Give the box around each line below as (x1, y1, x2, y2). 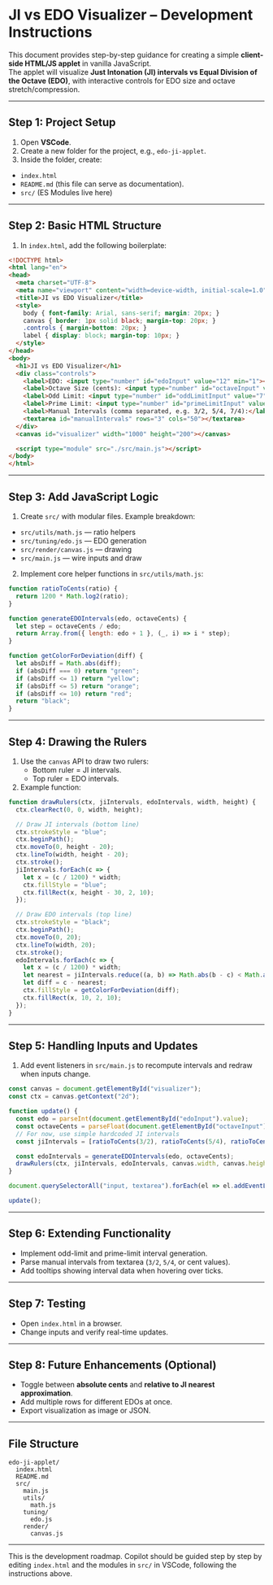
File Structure (8, 1437, 79, 1451)
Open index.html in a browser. (19, 1318, 123, 1328)
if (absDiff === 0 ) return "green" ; (15, 667, 140, 675)
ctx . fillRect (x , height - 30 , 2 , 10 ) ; (23, 888, 154, 896)
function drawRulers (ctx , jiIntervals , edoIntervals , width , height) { (8, 798, 256, 806)
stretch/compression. (8, 84, 80, 94)
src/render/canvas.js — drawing (19, 545, 132, 554)
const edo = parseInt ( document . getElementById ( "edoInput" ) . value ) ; (15, 1115, 249, 1123)
